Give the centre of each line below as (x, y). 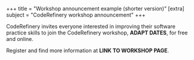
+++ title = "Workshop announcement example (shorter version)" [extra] (96, 9)
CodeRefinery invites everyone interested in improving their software (91, 26)
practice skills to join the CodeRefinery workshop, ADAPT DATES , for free (97, 33)
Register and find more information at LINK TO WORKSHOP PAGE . (87, 50)
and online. (20, 39)
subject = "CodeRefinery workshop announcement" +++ (76, 15)
